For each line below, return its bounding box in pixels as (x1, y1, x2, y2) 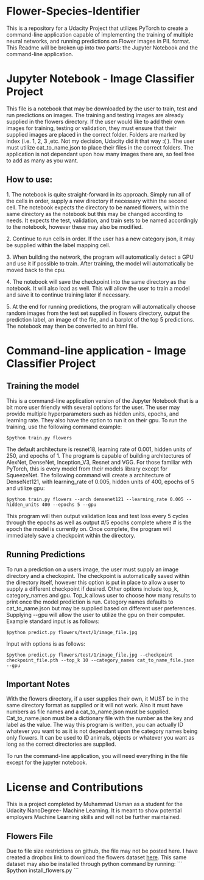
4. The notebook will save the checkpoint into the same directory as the (6, 278, 186, 285)
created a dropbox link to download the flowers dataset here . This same (6, 854, 187, 861)
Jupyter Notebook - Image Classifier (6, 72, 195, 86)
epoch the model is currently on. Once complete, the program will (6, 525, 172, 532)
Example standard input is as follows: (6, 618, 100, 625)
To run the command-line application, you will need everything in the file (6, 752, 188, 760)
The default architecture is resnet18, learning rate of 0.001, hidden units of (6, 445, 192, 453)
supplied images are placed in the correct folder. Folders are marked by (6, 131, 186, 138)
